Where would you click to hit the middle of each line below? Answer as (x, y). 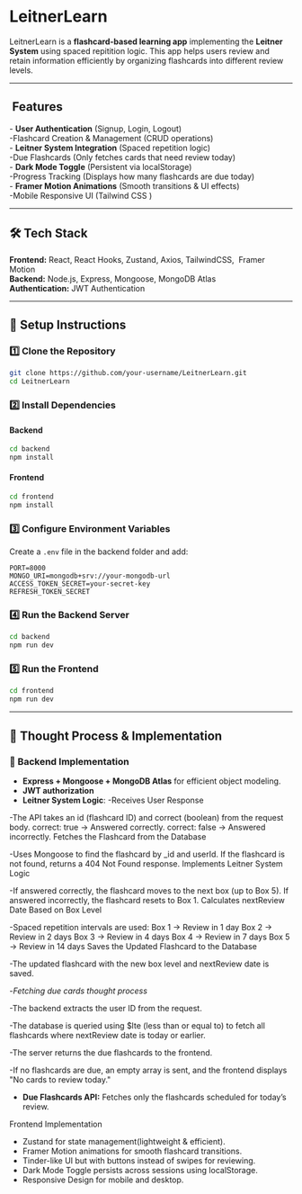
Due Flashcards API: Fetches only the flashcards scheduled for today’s (154, 1097)
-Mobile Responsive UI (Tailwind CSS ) (81, 195)
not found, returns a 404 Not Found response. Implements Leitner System (146, 863)
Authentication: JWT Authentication (77, 288)
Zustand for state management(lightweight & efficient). (124, 1141)
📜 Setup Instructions (68, 324)
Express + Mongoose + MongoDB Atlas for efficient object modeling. (151, 781)
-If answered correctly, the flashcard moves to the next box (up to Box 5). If (149, 890)
